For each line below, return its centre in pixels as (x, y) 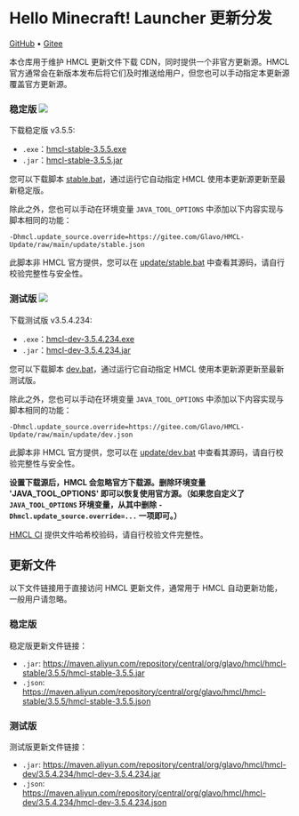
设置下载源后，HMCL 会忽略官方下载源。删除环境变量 (108, 482)
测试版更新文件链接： (48, 747)
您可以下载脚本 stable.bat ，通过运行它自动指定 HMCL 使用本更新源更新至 (144, 180)
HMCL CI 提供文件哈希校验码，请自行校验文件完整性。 (109, 534)
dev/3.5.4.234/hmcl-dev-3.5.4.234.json (94, 802)
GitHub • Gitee (36, 43)
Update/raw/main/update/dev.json (71, 435)
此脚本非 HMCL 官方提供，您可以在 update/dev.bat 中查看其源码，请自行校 (146, 452)
